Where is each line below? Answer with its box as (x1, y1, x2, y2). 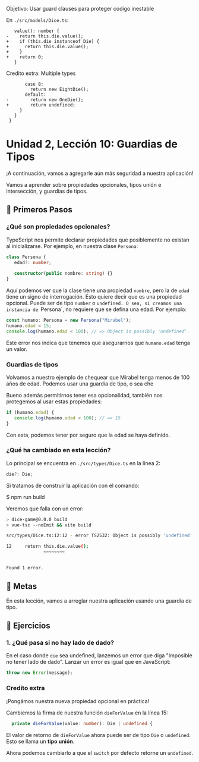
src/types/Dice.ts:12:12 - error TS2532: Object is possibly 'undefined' (6, 532, 193, 539)
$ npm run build (6, 493, 45, 500)
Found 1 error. (6, 565, 44, 571)
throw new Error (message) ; (6, 670, 73, 676)
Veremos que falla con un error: (6, 505, 84, 512)
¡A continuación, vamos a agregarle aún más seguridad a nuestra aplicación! (6, 170, 194, 177)
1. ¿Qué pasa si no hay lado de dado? (6, 639, 115, 647)
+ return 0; (6, 54, 44, 60)
